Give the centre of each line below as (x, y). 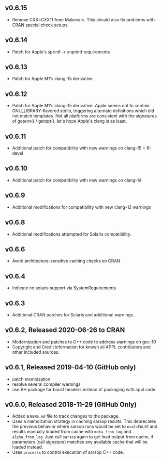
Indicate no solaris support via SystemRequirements (64, 288)
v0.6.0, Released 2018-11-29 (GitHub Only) (71, 404)
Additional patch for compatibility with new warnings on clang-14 (77, 180)
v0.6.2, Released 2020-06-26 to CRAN (65, 330)
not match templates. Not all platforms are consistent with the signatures (84, 116)
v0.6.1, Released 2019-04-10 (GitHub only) (71, 368)
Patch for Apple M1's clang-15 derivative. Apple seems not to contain (81, 106)
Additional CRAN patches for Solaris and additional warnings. (73, 314)
